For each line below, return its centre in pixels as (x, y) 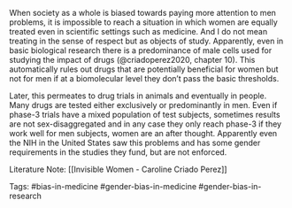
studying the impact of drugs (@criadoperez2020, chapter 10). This (132, 60)
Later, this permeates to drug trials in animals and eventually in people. (138, 96)
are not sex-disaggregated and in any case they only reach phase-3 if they (145, 124)
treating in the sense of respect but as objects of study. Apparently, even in (146, 41)
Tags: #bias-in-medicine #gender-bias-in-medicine (103, 186)
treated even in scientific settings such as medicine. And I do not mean (138, 31)
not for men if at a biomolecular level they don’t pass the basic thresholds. (144, 78)
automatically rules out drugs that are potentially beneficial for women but (144, 69)
